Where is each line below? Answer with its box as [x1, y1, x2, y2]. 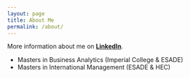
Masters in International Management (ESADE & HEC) [17, 63, 171, 72]
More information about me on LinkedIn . [7, 42, 123, 51]
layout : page [7, 10, 45, 17]
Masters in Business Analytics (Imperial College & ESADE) [17, 56, 184, 64]
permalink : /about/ [7, 23, 64, 30]
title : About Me [7, 17, 54, 24]
